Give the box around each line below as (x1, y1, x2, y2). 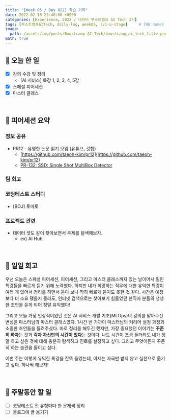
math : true (5, 36, 28, 41)
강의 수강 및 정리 (12, 71, 46, 77)
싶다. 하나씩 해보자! (10, 361, 49, 368)
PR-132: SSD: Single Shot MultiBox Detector (20, 162, 113, 168)
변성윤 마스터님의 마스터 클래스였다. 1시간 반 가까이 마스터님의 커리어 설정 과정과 (5, 319, 164, 325)
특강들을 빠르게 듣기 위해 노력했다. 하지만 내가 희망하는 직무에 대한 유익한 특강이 (5, 282, 164, 289)
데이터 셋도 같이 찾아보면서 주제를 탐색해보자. (12, 230, 103, 236)
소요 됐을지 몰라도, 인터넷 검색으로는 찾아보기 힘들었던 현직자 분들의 (20, 295, 155, 301)
